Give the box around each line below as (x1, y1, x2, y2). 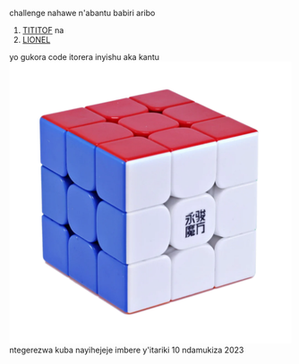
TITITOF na (21, 25, 64, 35)
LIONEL (21, 35, 51, 45)
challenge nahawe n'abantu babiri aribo (9, 8, 156, 18)
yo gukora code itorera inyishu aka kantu (9, 52, 159, 62)
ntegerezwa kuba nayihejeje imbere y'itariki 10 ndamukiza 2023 (9, 344, 244, 355)
